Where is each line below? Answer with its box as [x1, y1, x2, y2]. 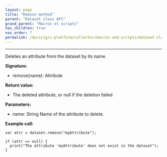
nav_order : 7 [5, 30, 32, 35]
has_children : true [5, 26, 46, 31]
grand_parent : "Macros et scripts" [5, 21, 79, 26]
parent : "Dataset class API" [5, 16, 66, 21]
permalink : [5, 35, 28, 40]
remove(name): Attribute [12, 73, 63, 78]
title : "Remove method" [5, 12, 55, 17]
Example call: [5, 120, 34, 127]
